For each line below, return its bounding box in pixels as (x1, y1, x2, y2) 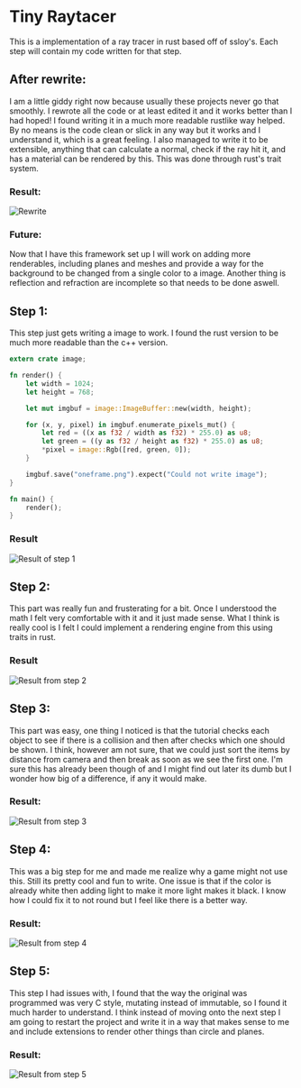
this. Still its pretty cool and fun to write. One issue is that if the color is (9, 875, 272, 886)
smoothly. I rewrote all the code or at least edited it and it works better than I (9, 105, 293, 116)
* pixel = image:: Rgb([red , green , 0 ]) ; (41, 445, 192, 454)
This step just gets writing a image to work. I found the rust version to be (9, 327, 279, 339)
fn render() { (9, 371, 63, 380)
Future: (9, 228, 42, 241)
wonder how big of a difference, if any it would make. (9, 773, 207, 783)
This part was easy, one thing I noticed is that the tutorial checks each (9, 725, 270, 736)
